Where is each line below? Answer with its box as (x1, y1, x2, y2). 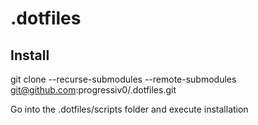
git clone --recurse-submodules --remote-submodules (10, 73, 237, 85)
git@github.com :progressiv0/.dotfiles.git (10, 84, 177, 96)
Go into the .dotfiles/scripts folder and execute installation (10, 103, 249, 115)
